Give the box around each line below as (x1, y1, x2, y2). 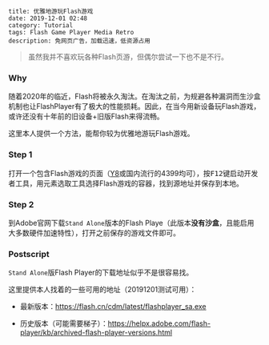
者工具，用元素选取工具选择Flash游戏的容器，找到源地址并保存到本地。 (8, 179, 244, 188)
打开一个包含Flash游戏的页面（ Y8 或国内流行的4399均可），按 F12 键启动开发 (8, 168, 259, 178)
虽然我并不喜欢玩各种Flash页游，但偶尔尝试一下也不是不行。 (27, 52, 228, 62)
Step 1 (8, 149, 33, 160)
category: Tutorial (8, 22, 74, 30)
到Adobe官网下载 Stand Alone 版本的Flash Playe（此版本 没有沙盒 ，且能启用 (8, 218, 255, 227)
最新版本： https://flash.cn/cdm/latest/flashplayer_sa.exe (19, 302, 207, 311)
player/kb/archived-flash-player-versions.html (19, 327, 173, 338)
